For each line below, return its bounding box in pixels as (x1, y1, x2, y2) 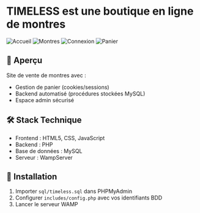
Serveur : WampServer (15, 154, 73, 161)
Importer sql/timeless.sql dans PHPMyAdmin (15, 188, 133, 195)
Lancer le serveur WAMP (15, 201, 78, 208)
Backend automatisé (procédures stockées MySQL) (15, 90, 146, 97)
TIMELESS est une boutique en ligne (6, 4, 194, 18)
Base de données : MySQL (15, 147, 83, 154)
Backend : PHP (15, 141, 53, 148)
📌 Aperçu (6, 55, 43, 65)
